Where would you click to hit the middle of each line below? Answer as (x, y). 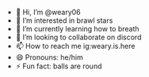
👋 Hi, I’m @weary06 (48, 12)
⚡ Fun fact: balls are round (59, 66)
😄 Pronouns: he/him (49, 57)
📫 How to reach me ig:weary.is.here (75, 46)
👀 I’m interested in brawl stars (64, 20)
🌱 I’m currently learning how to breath (78, 29)
